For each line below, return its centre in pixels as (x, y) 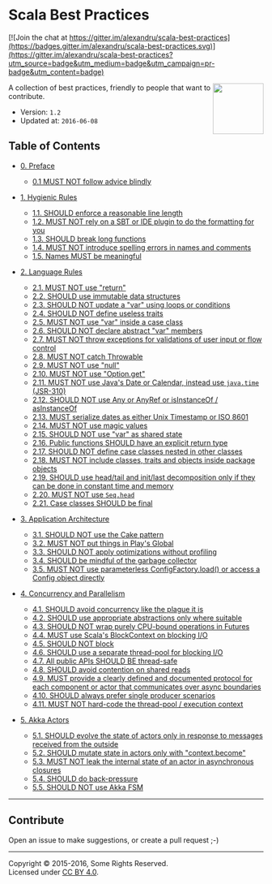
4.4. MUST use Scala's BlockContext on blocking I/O (120, 635)
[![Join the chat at (38, 37)
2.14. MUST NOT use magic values (90, 425)
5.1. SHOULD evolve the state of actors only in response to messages (147, 735)
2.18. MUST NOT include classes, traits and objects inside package (144, 459)
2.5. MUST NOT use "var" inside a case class (108, 321)
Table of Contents (55, 147)
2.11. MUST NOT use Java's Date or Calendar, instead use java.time (145, 382)
